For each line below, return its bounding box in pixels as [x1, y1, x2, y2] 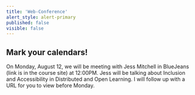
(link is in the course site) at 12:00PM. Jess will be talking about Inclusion [6, 69, 186, 77]
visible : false [6, 25, 44, 31]
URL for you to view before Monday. [6, 82, 95, 89]
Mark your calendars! [6, 47, 88, 57]
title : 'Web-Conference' [6, 8, 68, 15]
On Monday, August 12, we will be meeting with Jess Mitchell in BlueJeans [6, 63, 190, 70]
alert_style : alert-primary [6, 14, 76, 20]
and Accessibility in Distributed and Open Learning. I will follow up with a [6, 75, 185, 83]
